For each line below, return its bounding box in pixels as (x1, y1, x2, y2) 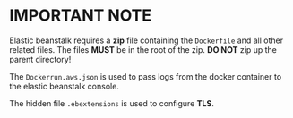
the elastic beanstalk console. (9, 80, 119, 91)
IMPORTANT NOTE (9, 5, 152, 26)
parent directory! (9, 54, 72, 64)
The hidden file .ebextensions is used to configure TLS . (9, 97, 215, 108)
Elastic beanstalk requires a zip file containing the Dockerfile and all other (9, 35, 284, 46)
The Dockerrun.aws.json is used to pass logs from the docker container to (9, 71, 282, 81)
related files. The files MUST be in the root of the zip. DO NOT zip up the (9, 44, 278, 55)
